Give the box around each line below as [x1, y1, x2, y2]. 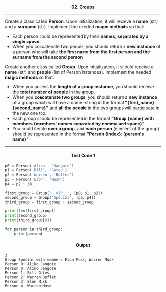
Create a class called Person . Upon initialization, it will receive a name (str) [5, 18, 158, 24]
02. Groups [71, 4, 95, 10]
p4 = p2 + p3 [5, 181, 32, 187]
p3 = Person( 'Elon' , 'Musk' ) [5, 177, 65, 182]
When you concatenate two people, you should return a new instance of [12, 44, 161, 49]
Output [76, 242, 90, 248]
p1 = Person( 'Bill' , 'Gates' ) [5, 168, 68, 173]
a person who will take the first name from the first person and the [12, 49, 150, 55]
